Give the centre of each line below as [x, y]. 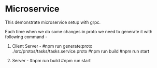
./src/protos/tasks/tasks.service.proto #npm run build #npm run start [81, 51]
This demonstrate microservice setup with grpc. [53, 22]
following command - [26, 37]
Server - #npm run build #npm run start [51, 60]
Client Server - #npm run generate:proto [52, 46]
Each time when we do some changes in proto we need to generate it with [79, 31]
